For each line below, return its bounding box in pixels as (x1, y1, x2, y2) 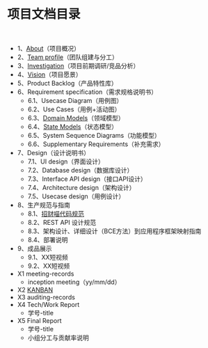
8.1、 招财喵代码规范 (27, 209, 85, 218)
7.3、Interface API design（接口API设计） (27, 175, 147, 183)
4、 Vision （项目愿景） (17, 70, 82, 79)
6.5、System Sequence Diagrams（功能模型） (27, 131, 161, 139)
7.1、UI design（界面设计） (27, 157, 104, 166)
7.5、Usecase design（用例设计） (27, 192, 125, 200)
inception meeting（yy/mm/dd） (27, 278, 121, 286)
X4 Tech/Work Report (17, 300, 80, 308)
